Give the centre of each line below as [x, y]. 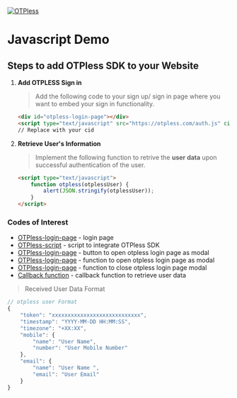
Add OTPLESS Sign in [50, 83]
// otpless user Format [42, 302]
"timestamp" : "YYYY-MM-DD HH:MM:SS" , [76, 322]
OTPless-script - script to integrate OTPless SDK [89, 245]
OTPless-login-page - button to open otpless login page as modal [114, 253]
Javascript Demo [58, 40]
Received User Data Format [65, 289]
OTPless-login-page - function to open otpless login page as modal [116, 260]
